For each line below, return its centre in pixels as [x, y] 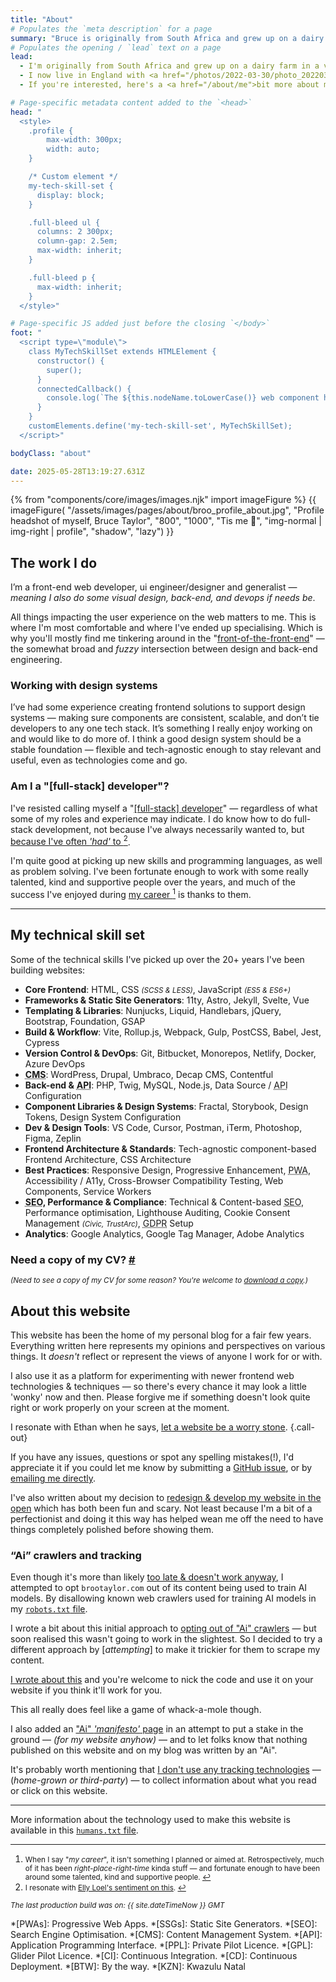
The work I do [54, 562]
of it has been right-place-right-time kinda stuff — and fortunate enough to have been [172, 1869]
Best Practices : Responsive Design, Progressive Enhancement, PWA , [168, 1170]
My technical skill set [77, 935]
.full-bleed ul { [64, 222]
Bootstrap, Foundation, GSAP [85, 1021]
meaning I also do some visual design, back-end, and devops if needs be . [163, 598]
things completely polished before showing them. [112, 1530]
